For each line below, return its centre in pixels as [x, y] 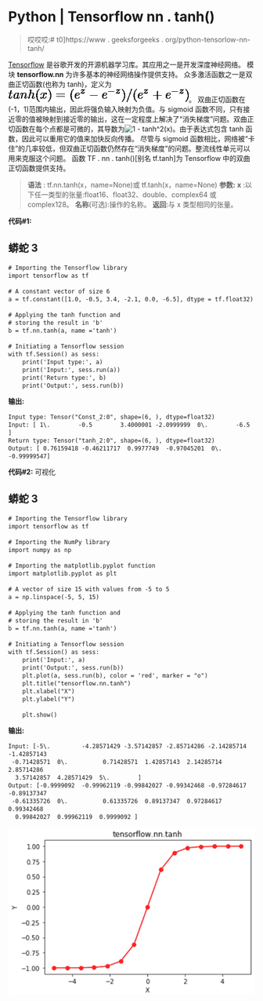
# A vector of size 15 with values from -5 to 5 [89, 589]
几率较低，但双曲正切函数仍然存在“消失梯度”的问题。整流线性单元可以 [137, 148]
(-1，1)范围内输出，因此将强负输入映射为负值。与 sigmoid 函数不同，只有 [126, 109]
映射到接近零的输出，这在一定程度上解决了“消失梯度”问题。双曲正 [148, 119]
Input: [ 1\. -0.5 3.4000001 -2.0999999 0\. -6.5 [129, 425]
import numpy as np [40, 550]
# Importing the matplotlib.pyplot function [82, 565]
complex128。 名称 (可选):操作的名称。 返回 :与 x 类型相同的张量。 [132, 204]
